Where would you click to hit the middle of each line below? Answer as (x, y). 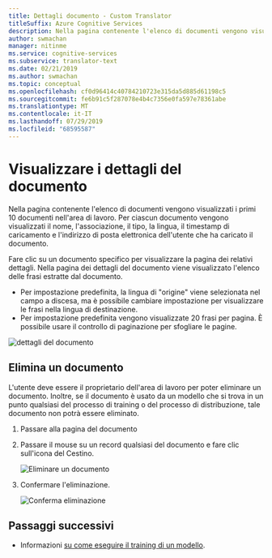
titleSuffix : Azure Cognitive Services (76, 24)
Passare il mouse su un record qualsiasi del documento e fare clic (130, 444)
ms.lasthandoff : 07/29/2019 (56, 122)
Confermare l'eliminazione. (65, 484)
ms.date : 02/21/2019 (43, 69)
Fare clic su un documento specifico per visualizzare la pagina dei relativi (131, 259)
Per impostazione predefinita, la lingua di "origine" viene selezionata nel (140, 292)
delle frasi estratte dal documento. (66, 276)
